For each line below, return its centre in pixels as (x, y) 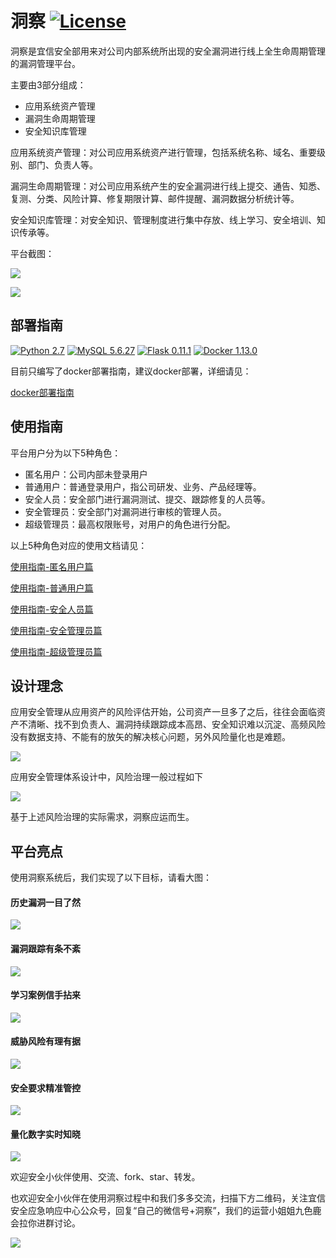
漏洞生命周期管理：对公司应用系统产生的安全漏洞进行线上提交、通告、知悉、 (168, 186)
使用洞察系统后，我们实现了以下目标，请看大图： (111, 878)
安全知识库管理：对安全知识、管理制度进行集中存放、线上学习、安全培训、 (163, 219)
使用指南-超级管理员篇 (56, 651)
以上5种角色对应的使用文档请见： (79, 545)
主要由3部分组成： (48, 84)
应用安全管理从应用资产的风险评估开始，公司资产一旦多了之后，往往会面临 (163, 712)
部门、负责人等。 (62, 164)
